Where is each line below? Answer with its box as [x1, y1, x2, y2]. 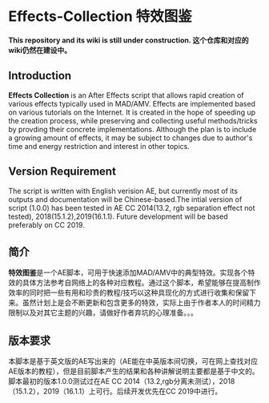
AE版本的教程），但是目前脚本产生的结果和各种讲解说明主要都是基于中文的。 [8, 366, 260, 377]
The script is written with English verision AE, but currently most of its [8, 186, 239, 195]
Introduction [8, 69, 72, 83]
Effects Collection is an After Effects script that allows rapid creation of [8, 90, 244, 100]
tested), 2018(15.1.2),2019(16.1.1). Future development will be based [8, 212, 228, 221]
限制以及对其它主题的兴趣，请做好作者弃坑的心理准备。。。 [8, 308, 198, 317]
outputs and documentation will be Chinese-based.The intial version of [8, 194, 243, 204]
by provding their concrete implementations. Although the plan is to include [8, 124, 257, 134]
